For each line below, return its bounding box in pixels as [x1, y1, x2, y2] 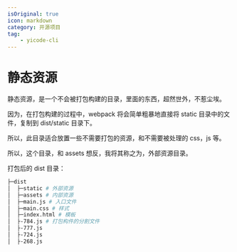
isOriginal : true [7, 10, 59, 18]
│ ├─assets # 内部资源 [7, 191, 73, 199]
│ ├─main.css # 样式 [7, 204, 70, 212]
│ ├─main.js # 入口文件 [7, 198, 77, 205]
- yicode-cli [20, 37, 59, 44]
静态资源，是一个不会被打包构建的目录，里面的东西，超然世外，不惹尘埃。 [7, 95, 226, 103]
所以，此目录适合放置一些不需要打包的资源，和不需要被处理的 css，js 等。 [7, 134, 226, 142]
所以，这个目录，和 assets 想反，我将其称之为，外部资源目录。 [7, 149, 192, 157]
